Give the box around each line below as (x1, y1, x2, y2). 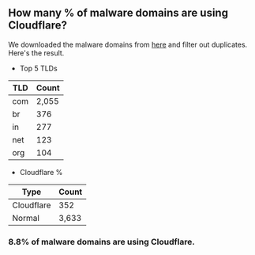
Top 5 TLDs (19, 63, 58, 73)
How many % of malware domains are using (8, 6, 229, 20)
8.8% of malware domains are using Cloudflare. (8, 236, 195, 247)
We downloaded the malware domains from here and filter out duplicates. (8, 40, 248, 49)
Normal (12, 212, 39, 223)
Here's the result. (8, 48, 65, 58)
